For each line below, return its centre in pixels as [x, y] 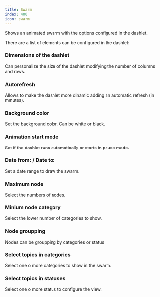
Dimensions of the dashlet [37, 55]
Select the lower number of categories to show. [53, 218]
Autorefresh [20, 84]
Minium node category [33, 207]
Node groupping [25, 231]
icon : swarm [17, 19]
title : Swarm [19, 10]
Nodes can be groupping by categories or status [55, 242]
